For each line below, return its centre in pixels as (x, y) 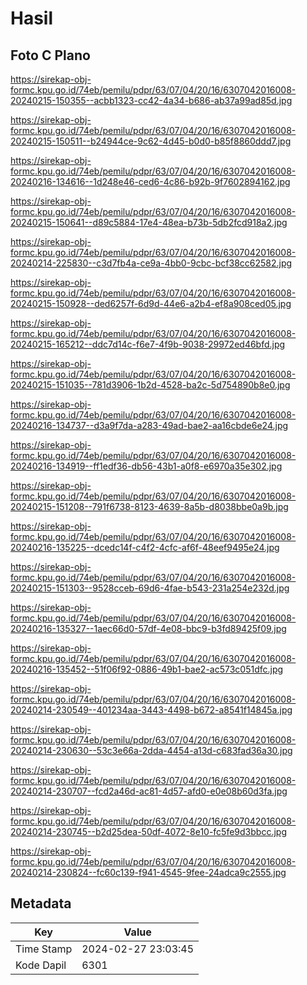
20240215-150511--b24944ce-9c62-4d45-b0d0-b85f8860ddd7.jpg (151, 141)
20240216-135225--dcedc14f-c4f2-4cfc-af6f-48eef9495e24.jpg (145, 547)
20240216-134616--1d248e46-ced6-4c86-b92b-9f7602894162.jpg (150, 181)
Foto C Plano (50, 55)
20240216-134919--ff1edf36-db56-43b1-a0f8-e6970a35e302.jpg (146, 466)
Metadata (41, 903)
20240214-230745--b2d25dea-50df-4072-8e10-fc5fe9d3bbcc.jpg (148, 831)
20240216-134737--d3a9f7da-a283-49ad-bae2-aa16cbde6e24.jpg (149, 425)
